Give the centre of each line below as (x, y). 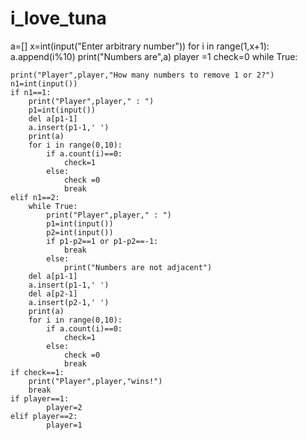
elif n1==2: (35, 197)
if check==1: (37, 372)
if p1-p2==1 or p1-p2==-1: (102, 241)
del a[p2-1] (53, 293)
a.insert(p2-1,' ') (69, 302)
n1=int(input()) (44, 83)
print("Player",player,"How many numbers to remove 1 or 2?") (142, 75)
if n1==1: (31, 92)
